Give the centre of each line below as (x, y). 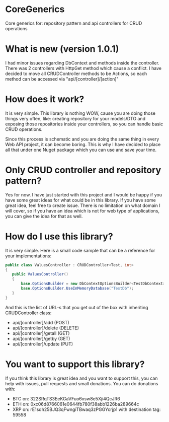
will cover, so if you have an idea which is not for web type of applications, (82, 210)
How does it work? (45, 99)
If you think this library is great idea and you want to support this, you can (81, 378)
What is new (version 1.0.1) (62, 49)
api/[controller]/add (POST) (41, 322)
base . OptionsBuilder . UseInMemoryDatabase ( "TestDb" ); (77, 289)
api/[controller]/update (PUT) (43, 344)
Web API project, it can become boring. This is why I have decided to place (83, 144)
